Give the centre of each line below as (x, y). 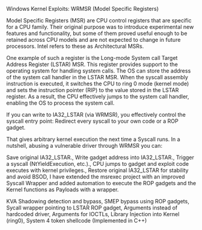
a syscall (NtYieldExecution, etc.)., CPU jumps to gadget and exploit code (98, 164)
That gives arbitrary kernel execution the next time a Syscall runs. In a (93, 139)
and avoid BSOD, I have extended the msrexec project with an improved (96, 177)
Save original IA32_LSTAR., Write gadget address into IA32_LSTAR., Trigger (100, 157)
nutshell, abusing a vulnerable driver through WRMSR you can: (84, 146)
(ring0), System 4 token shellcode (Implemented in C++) (77, 221)
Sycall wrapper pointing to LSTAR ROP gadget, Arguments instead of (92, 208)
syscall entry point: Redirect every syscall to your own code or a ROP (92, 121)
